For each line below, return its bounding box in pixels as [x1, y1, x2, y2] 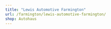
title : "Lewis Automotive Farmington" [5, 7, 86, 12]
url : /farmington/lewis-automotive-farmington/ [5, 12, 106, 17]
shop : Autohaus [5, 16, 37, 21]
